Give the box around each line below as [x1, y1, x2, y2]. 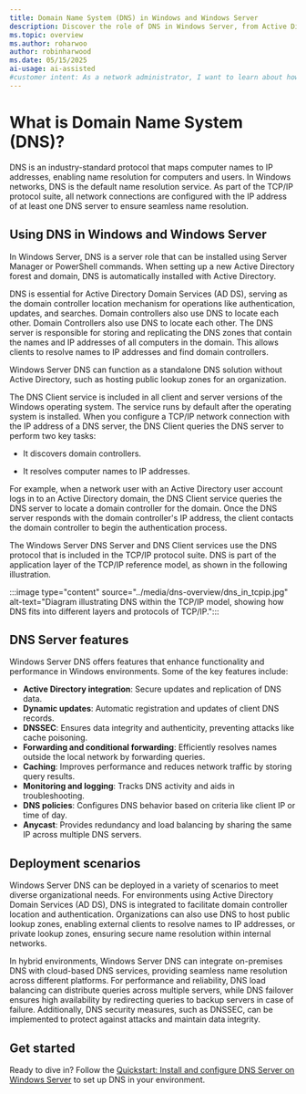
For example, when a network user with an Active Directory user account [9, 483, 284, 494]
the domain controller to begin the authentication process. [9, 522, 228, 533]
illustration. [9, 568, 52, 579]
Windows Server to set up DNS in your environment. [9, 1074, 206, 1085]
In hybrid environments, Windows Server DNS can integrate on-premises [9, 955, 283, 967]
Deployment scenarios [9, 855, 141, 871]
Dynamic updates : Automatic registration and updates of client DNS [22, 703, 280, 714]
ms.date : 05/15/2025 [9, 56, 88, 65]
